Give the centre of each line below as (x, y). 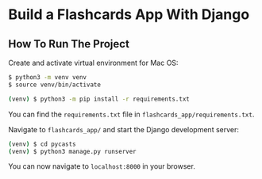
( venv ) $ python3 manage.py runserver (72, 151)
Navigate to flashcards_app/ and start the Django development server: (124, 129)
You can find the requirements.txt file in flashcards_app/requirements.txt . (131, 114)
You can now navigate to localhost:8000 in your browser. (102, 166)
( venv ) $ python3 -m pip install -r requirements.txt (99, 99)
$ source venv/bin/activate (55, 85)
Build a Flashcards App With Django (129, 15)
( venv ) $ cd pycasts (42, 144)
